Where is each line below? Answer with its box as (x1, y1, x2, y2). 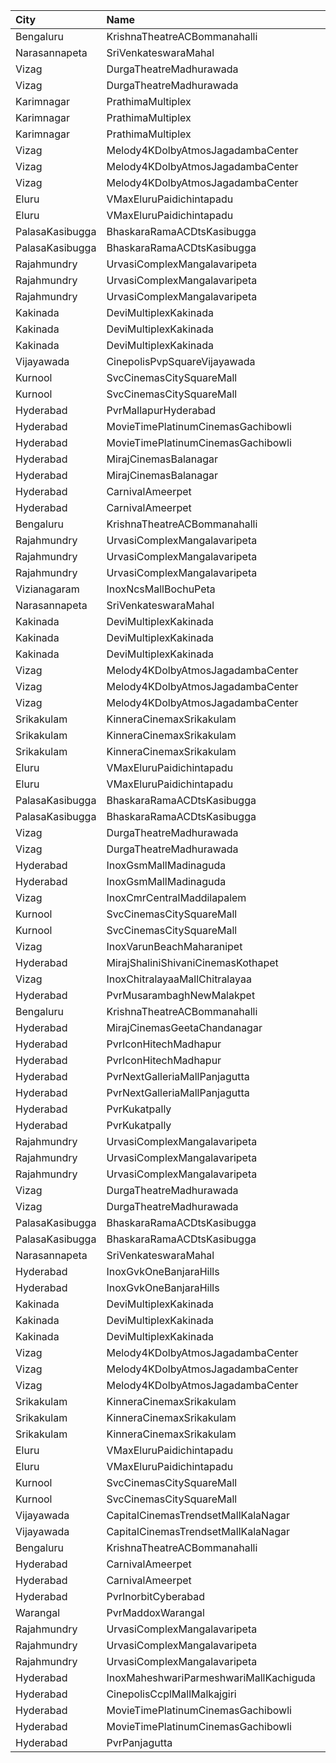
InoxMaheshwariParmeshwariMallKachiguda (106, 1671, 316, 1684)
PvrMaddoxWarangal (106, 1606, 205, 1619)
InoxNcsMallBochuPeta (106, 582, 216, 596)
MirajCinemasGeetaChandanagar (106, 1021, 263, 1034)
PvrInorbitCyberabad (106, 1590, 206, 1603)
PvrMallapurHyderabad (106, 404, 217, 417)
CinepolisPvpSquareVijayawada (106, 355, 256, 368)
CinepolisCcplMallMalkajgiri (106, 1687, 237, 1701)
